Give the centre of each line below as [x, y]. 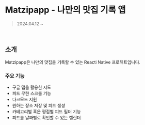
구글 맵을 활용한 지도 [32, 87]
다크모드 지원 [24, 99]
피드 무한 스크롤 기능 [32, 94]
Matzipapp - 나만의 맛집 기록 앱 [65, 10]
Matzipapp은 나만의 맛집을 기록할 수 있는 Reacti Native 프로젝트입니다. [73, 62]
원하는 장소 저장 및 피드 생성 [39, 106]
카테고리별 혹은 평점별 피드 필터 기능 [46, 111]
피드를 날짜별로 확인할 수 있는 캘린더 [46, 118]
